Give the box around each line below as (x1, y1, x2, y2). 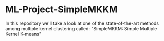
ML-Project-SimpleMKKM (5, 4, 118, 15)
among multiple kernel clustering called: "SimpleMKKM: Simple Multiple (5, 25, 157, 31)
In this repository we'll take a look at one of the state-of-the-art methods (5, 20, 159, 26)
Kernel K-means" (5, 31, 42, 37)
